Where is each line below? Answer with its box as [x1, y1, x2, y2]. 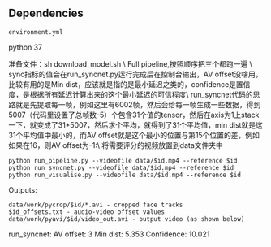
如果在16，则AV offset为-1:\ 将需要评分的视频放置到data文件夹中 [8, 140, 223, 149]
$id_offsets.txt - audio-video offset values [8, 207, 165, 216]
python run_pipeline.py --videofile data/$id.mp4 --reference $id [8, 156, 238, 165]
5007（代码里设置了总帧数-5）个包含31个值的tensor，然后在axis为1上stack [8, 110, 260, 119]
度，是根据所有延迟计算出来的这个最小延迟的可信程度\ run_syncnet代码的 [8, 89, 253, 99]
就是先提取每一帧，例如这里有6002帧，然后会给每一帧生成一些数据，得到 [15, 99, 261, 109]
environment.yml [8, 28, 63, 36]
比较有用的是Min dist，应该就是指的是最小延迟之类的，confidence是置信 [8, 79, 251, 89]
